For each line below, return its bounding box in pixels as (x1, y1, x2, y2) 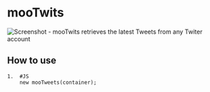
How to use (7, 55, 56, 67)
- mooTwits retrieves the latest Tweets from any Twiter (48, 27, 203, 36)
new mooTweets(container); (19, 79, 97, 86)
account (7, 34, 31, 43)
